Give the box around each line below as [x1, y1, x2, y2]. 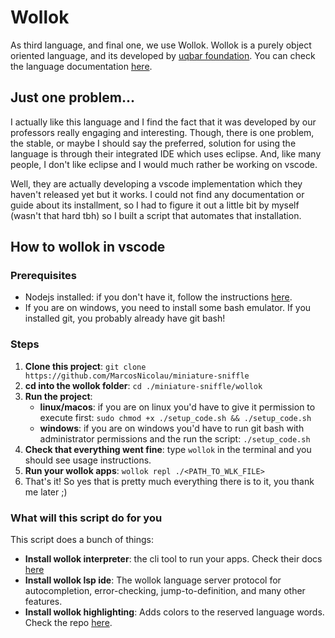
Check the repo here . [24, 617, 113, 629]
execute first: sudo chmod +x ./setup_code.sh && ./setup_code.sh [39, 411, 312, 423]
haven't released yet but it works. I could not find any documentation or [10, 188, 305, 200]
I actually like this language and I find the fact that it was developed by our [10, 116, 317, 128]
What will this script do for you [10, 511, 163, 525]
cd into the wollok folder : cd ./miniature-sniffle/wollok [24, 379, 263, 391]
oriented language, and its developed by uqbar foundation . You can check [10, 49, 316, 61]
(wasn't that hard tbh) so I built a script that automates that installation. [10, 209, 302, 221]
